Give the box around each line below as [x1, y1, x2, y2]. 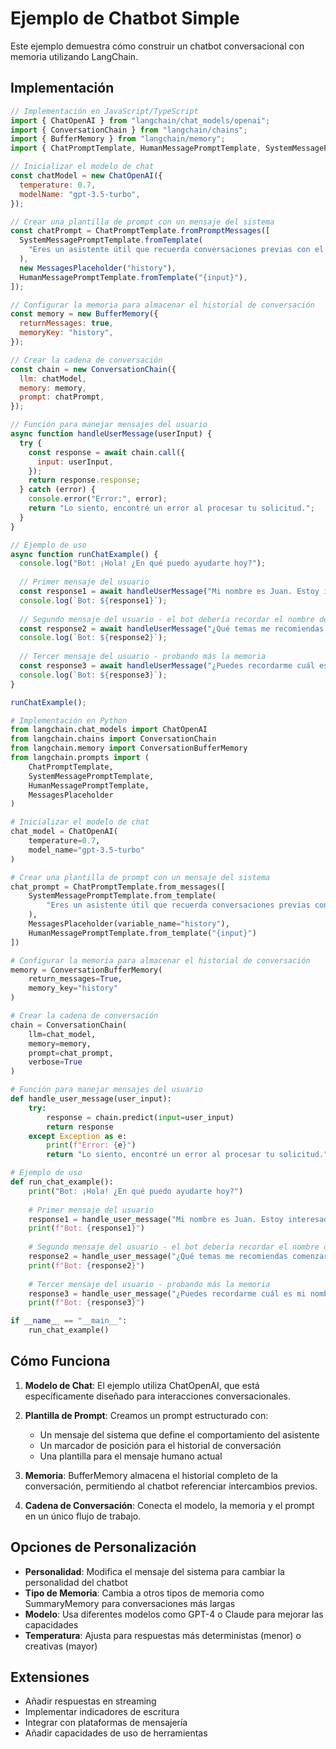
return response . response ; [28, 475, 141, 486]
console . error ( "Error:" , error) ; [28, 494, 168, 504]
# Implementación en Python [10, 715, 128, 726]
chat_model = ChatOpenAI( [10, 827, 118, 837]
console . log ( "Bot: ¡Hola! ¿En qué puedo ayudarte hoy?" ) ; [19, 558, 267, 569]
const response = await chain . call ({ [28, 447, 186, 457]
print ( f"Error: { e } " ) [46, 1140, 137, 1151]
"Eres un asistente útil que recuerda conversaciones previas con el [28, 245, 325, 255]
